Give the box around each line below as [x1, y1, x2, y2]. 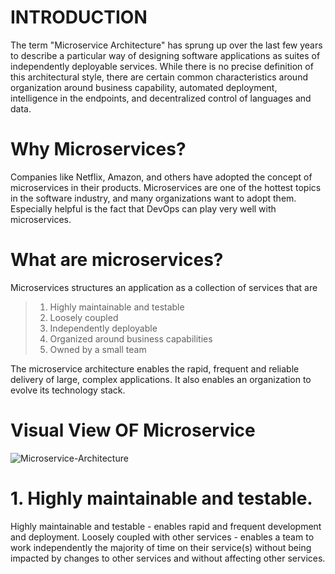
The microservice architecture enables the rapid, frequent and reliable [10, 362, 300, 375]
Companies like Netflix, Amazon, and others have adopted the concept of [10, 171, 313, 183]
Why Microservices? [10, 138, 187, 161]
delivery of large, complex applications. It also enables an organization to [10, 373, 312, 385]
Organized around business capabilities [49, 332, 213, 345]
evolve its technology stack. [10, 384, 126, 396]
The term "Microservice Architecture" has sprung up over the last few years [10, 39, 323, 51]
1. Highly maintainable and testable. [10, 487, 313, 510]
